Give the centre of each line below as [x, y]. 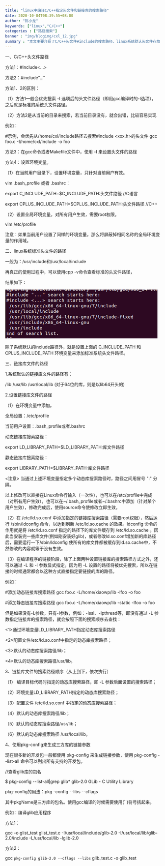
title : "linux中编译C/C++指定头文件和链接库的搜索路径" [57, 10]
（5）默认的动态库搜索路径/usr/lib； [41, 723]
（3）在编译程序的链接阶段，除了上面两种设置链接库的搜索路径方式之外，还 [82, 559]
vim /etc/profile [21, 224]
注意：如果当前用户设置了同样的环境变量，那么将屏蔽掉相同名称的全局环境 [80, 234]
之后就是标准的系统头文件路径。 [37, 105]
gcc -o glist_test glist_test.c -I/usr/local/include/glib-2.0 [61, 833]
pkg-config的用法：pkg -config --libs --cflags [52, 791]
